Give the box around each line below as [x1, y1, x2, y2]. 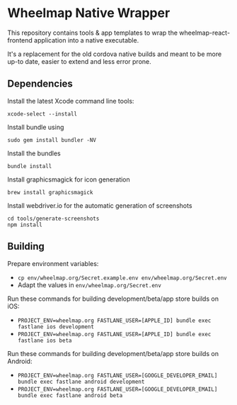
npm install [7, 221, 42, 228]
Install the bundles [7, 149, 62, 157]
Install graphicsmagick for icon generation [7, 175, 131, 184]
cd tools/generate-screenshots [7, 215, 100, 222]
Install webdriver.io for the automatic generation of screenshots [7, 201, 192, 210]
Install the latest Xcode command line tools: [7, 96, 134, 105]
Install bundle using [7, 123, 64, 131]
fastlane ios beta [17, 337, 72, 344]
